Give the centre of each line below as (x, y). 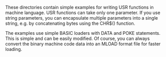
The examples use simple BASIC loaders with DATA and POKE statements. (83, 33)
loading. (14, 49)
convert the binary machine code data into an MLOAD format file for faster (83, 44)
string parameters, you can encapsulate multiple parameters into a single (82, 18)
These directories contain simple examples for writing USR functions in (79, 7)
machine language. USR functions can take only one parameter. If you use (83, 13)
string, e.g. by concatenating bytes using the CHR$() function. (70, 23)
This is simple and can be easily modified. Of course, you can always (77, 38)
